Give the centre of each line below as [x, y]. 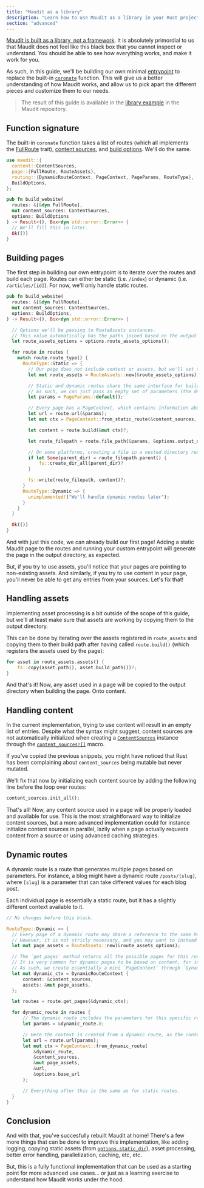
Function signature [43, 128]
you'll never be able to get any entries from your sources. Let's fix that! [95, 579]
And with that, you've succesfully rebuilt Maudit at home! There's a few [96, 1136]
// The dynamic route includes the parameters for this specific [107, 1018]
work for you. [23, 60]
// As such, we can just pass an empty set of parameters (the [110, 391]
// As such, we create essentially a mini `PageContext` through [96, 968]
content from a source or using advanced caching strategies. [83, 835]
